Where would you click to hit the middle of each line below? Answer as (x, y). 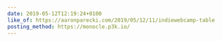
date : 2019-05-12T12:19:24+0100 (54, 14)
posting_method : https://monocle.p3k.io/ (69, 26)
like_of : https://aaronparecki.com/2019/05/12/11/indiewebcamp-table (111, 20)
